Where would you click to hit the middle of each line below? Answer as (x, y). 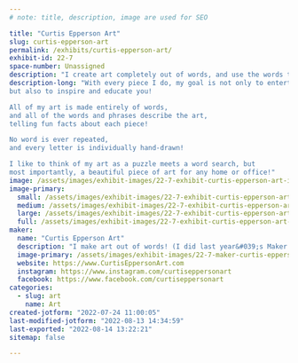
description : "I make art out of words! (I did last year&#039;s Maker (153, 246)
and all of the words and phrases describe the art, (109, 115)
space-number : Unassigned (57, 67)
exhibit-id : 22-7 (41, 59)
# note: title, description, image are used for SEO (109, 17)
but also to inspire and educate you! (81, 91)
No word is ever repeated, (59, 140)
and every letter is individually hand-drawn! (97, 148)
